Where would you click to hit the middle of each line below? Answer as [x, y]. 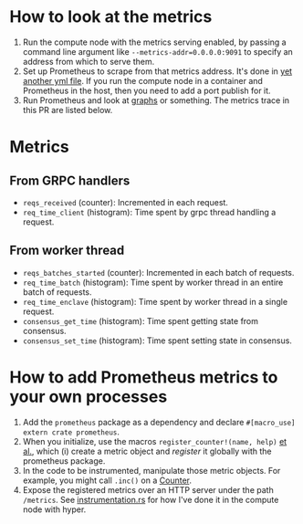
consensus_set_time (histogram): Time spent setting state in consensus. [157, 341]
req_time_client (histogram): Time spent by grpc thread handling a [149, 212]
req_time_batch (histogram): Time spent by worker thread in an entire [153, 282]
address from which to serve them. [89, 61]
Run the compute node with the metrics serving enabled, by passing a [154, 42]
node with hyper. [54, 509]
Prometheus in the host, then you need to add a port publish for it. [146, 90]
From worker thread [67, 251]
